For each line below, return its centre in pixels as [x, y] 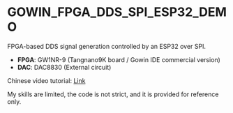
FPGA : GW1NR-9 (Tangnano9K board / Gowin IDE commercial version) [119, 59]
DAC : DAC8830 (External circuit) [64, 67]
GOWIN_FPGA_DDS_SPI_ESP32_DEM [117, 12]
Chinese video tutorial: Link [46, 80]
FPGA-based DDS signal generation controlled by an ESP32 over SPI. [107, 46]
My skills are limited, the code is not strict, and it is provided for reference [113, 94]
